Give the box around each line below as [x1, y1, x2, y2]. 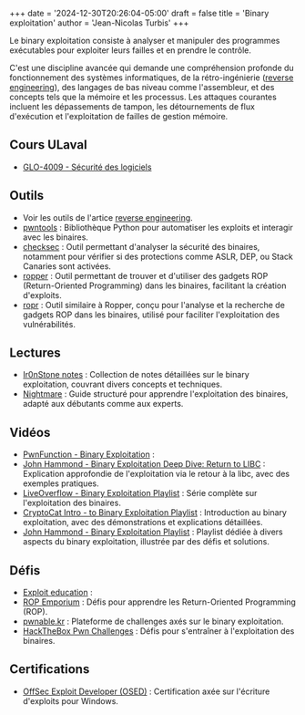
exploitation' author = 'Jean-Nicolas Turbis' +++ [9, 17, 189, 28]
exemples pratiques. [22, 478, 99, 489]
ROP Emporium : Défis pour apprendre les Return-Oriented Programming [22, 596, 296, 607]
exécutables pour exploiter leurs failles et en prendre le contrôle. [9, 45, 252, 56]
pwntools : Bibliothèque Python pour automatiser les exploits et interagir [22, 222, 294, 233]
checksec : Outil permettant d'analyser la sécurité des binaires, [22, 241, 260, 252]
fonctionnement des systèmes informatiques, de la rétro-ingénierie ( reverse [9, 72, 294, 83]
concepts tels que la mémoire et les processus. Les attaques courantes [9, 91, 278, 102]
